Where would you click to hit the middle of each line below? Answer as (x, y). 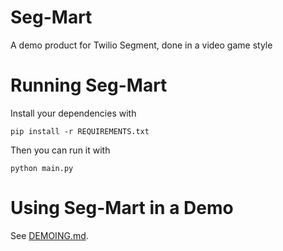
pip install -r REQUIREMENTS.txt (80, 131)
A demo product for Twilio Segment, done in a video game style (141, 45)
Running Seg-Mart (89, 85)
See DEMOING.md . (49, 235)
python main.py (42, 168)
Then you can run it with (60, 150)
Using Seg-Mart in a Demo (122, 208)
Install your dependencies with (73, 113)
